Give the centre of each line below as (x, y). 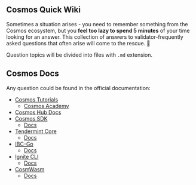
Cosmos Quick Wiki (43, 10)
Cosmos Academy (46, 106)
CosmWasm (30, 169)
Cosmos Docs (33, 74)
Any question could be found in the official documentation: (78, 88)
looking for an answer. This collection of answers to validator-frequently (95, 37)
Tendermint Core (36, 131)
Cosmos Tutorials (36, 99)
